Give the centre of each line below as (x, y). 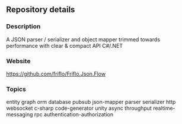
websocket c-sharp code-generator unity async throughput (79, 108)
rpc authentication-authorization (74, 115)
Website (18, 61)
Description (23, 27)
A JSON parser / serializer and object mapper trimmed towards (83, 39)
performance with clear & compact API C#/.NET (65, 45)
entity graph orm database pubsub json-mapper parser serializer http (91, 102)
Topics (16, 89)
